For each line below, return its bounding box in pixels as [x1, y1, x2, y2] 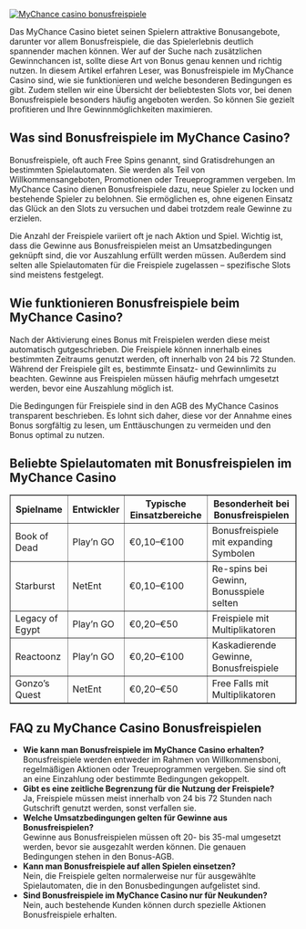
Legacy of [15, 612, 58, 625]
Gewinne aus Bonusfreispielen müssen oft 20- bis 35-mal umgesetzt [22, 831, 281, 843]
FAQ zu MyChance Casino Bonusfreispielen [9, 720, 262, 736]
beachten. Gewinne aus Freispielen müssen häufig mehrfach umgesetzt [9, 372, 280, 383]
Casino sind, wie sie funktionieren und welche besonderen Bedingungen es [9, 75, 293, 86]
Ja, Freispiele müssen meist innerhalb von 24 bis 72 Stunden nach [22, 793, 272, 804]
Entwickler [72, 503, 120, 516]
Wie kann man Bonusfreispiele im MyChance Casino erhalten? [22, 745, 265, 756]
